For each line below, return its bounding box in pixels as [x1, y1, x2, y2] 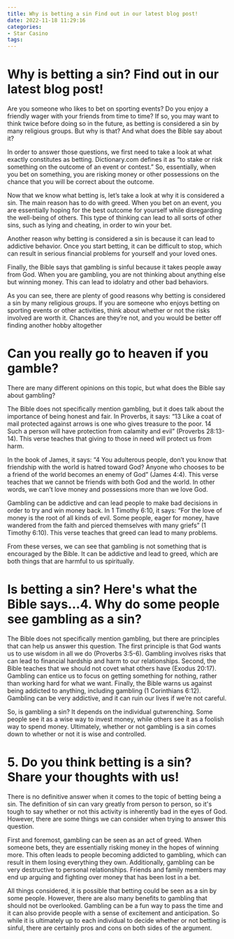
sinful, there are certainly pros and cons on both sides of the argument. [7, 924, 212, 932]
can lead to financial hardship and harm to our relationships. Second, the [7, 656, 217, 665]
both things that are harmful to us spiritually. [7, 557, 135, 565]
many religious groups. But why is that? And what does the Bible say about [7, 127, 222, 135]
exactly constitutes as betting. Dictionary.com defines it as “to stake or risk [7, 155, 223, 164]
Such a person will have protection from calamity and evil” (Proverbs [7, 427, 205, 435]
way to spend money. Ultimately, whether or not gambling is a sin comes [7, 722, 217, 730]
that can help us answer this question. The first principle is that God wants [7, 641, 221, 650]
